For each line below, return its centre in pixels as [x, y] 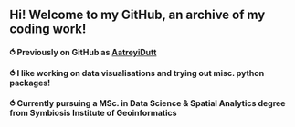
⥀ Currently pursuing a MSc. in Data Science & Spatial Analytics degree [147, 103]
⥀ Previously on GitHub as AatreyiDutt [83, 52]
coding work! [48, 29]
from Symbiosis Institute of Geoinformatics [93, 113]
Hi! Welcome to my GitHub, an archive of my [137, 15]
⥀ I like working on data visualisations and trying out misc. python [137, 73]
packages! [30, 83]
